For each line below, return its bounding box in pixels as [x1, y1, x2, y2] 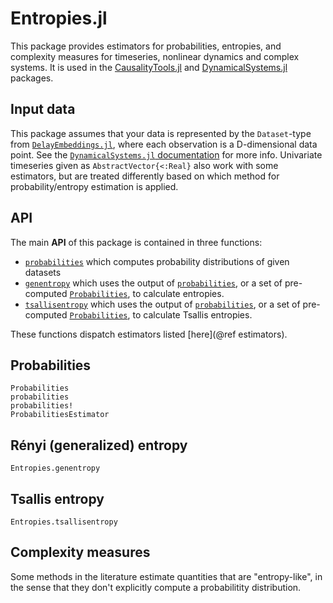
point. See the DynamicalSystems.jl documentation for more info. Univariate [10, 148, 323, 161]
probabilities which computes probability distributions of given [24, 255, 290, 267]
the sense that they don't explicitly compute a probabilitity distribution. [10, 581, 302, 593]
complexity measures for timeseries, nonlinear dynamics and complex [10, 50, 300, 62]
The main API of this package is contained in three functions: [10, 236, 263, 248]
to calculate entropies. [132, 287, 225, 299]
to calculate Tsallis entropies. [132, 308, 253, 321]
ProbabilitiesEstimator [10, 410, 110, 420]
